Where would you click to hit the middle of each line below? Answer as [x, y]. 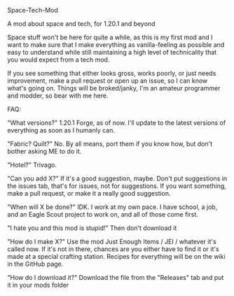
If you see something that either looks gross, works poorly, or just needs [112, 73]
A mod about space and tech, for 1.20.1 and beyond [81, 23]
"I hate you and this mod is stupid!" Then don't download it [92, 228]
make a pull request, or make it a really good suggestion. [89, 193]
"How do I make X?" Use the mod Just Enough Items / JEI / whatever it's [112, 242]
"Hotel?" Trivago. [32, 165]
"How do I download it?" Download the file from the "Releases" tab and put [116, 277]
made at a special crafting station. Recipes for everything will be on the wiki [116, 256]
